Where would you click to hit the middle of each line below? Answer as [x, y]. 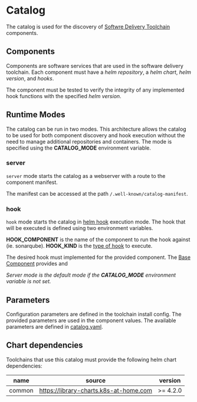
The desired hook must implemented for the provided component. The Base [98, 257]
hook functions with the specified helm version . [64, 96]
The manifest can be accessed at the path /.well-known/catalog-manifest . [97, 193]
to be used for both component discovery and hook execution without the [96, 135]
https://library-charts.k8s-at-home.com [96, 390]
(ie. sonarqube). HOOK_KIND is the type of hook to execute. [79, 246]
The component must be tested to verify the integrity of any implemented [95, 90]
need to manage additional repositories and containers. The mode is [89, 141]
